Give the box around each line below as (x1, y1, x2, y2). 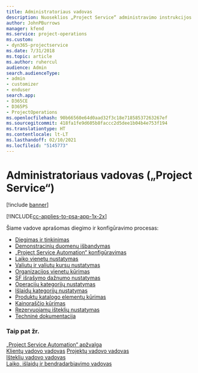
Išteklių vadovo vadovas (6, 353, 66, 360)
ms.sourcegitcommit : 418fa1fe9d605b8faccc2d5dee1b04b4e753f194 (6, 121, 168, 127)
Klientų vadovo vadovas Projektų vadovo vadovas (6, 347, 130, 354)
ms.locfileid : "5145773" (6, 142, 68, 149)
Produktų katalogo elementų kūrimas (14, 293, 106, 300)
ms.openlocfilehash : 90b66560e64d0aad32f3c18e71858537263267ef (6, 115, 168, 121)
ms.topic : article (6, 53, 52, 59)
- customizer (6, 82, 39, 88)
